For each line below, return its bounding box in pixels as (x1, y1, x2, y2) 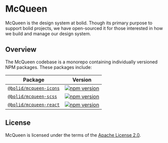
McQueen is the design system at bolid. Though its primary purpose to (5, 20, 153, 26)
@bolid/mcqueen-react (8, 102, 60, 108)
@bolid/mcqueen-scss (8, 93, 57, 99)
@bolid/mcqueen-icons (8, 85, 60, 91)
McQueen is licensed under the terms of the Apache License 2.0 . (5, 132, 141, 138)
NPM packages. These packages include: (5, 64, 92, 70)
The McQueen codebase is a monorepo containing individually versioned (5, 59, 158, 65)
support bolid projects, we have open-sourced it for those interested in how (5, 25, 163, 31)
